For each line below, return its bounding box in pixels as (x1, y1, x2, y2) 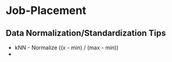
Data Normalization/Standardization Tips (6, 28, 166, 38)
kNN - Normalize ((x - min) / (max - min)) (14, 44, 119, 51)
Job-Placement (6, 4, 87, 18)
